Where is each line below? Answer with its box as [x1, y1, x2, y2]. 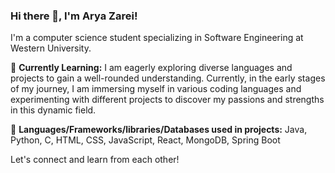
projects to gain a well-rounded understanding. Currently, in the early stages [10, 72, 326, 84]
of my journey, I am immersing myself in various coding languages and [10, 83, 302, 95]
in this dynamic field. [10, 104, 97, 116]
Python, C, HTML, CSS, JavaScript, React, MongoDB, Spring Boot [10, 134, 281, 146]
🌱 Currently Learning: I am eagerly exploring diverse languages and [10, 62, 293, 74]
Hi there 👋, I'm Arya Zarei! [10, 9, 138, 23]
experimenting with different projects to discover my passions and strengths [10, 94, 325, 106]
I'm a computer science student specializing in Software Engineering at [10, 32, 304, 44]
